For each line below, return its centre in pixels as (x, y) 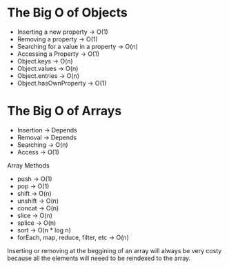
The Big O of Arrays (64, 111)
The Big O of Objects (67, 13)
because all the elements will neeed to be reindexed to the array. (99, 258)
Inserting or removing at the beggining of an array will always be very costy (114, 250)
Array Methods (28, 165)
